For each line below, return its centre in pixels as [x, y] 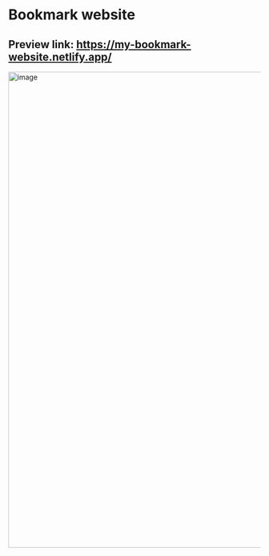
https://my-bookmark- [133, 45]
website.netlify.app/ [60, 57]
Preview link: [41, 45]
